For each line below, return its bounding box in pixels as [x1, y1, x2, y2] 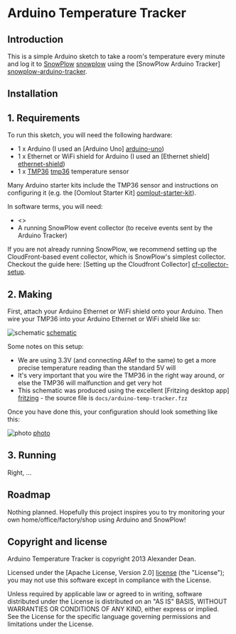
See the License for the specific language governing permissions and [7, 613, 211, 621]
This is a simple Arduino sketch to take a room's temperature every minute [7, 52, 225, 60]
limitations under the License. [7, 620, 94, 628]
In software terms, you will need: [7, 203, 103, 211]
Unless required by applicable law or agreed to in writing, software [7, 590, 203, 598]
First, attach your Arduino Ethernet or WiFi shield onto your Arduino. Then [7, 307, 223, 316]
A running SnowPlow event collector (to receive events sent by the [17, 224, 213, 232]
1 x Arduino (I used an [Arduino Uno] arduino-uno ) [17, 144, 165, 154]
